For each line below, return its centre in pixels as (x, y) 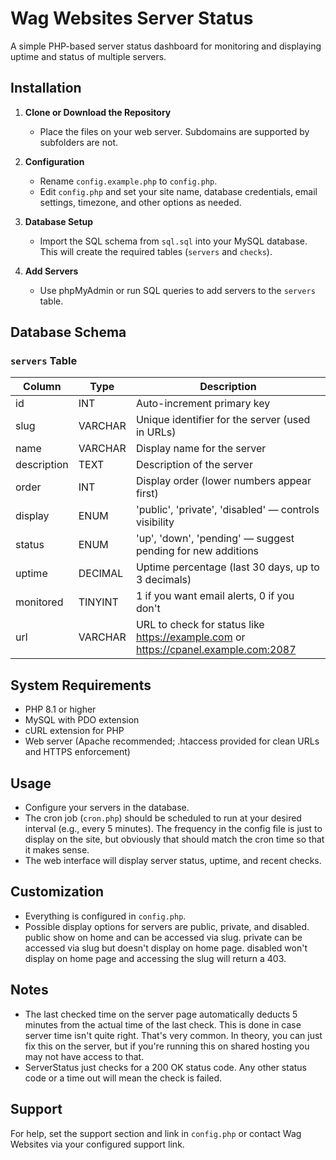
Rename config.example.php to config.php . (128, 181)
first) (147, 494)
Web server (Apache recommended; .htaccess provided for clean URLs (172, 741)
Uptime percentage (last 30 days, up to (227, 567)
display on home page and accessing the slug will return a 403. (155, 958)
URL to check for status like (200, 625)
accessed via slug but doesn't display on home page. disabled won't (166, 948)
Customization (57, 892)
